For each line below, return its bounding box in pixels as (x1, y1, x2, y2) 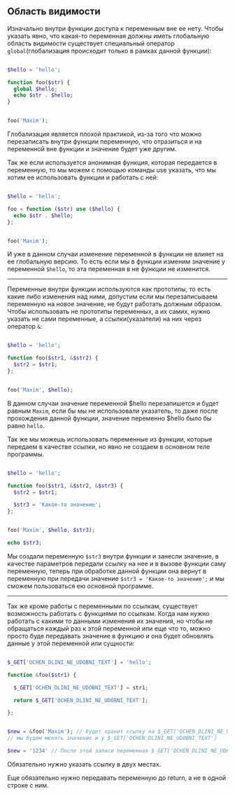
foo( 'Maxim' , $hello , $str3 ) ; (7, 527, 96, 534)
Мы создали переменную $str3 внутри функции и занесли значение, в (7, 551, 219, 560)
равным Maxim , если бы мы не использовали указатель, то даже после (7, 406, 218, 415)
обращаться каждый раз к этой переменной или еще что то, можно (7, 624, 211, 633)
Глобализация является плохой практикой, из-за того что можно (7, 130, 202, 139)
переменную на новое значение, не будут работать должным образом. (7, 300, 222, 308)
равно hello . (7, 421, 45, 430)
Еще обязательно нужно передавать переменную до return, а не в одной (7, 774, 227, 782)
